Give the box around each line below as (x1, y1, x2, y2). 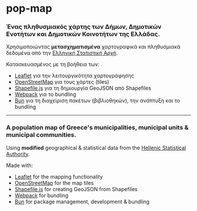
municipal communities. (6, 131, 77, 139)
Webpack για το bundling (14, 91, 76, 98)
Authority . (6, 150, 30, 157)
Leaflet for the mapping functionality (14, 173, 103, 180)
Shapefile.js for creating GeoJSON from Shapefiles (14, 185, 138, 192)
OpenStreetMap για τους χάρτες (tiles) (14, 79, 110, 86)
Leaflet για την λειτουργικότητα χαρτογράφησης (14, 72, 134, 79)
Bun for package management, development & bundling (14, 198, 150, 205)
